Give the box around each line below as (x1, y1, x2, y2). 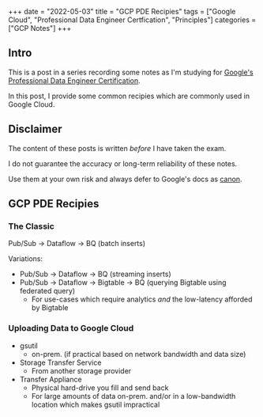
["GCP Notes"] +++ (8, 24, 72, 32)
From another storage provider (31, 366, 132, 375)
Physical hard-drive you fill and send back (31, 383, 169, 392)
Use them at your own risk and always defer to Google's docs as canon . (8, 174, 242, 184)
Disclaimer (8, 123, 62, 136)
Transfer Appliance (19, 374, 82, 384)
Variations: (8, 254, 43, 263)
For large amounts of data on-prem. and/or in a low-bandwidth (31, 391, 236, 400)
